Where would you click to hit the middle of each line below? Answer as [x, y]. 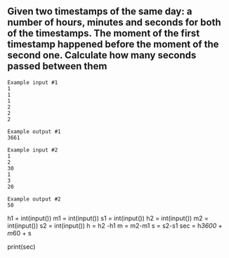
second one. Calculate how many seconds [102, 55]
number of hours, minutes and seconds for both [114, 23]
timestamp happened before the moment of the [113, 45]
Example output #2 [34, 199]
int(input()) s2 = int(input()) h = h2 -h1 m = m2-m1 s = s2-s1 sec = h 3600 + [115, 225]
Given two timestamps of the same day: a [100, 12]
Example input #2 [33, 150]
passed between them [57, 66]
